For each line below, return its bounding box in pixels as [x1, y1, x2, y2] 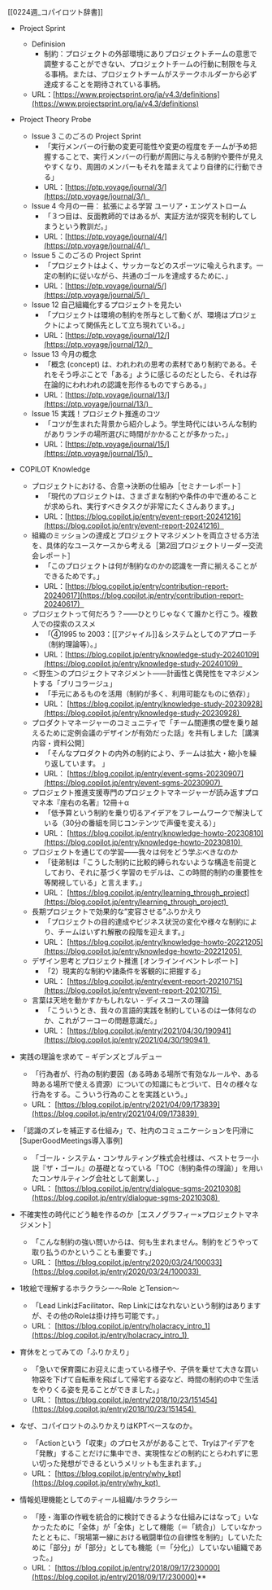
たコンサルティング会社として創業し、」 [31, 1174, 163, 1183]
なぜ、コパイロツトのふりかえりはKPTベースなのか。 [19, 1421, 197, 1430]
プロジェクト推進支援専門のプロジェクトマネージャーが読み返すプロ [31, 788, 259, 797]
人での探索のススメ [31, 619, 97, 629]
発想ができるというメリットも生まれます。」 [59, 1459, 205, 1468]
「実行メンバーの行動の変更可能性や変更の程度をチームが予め [43, 142, 250, 151]
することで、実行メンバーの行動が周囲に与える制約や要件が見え [50, 152, 264, 161]
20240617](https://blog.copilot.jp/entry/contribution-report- [43, 591, 244, 600]
